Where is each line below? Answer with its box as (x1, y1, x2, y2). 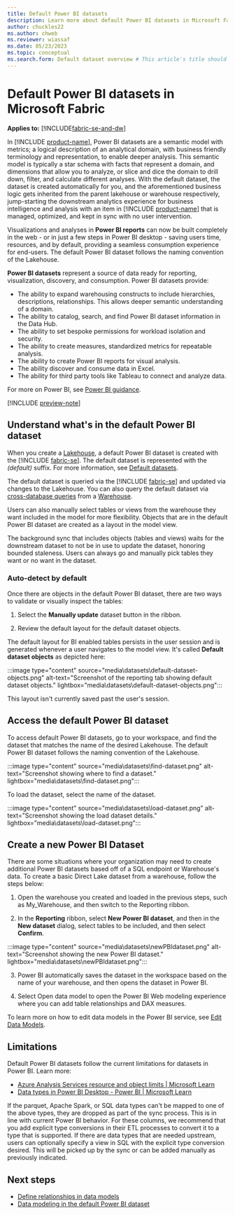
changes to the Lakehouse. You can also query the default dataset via (7, 484, 208, 493)
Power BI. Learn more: (7, 1067, 72, 1075)
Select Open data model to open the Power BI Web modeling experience (17, 992, 227, 1001)
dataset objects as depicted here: (7, 652, 106, 661)
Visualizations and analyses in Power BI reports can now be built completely (7, 225, 228, 234)
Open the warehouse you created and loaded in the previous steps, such (17, 893, 227, 901)
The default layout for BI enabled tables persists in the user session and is (7, 638, 220, 646)
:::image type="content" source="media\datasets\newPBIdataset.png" (7, 943, 210, 951)
